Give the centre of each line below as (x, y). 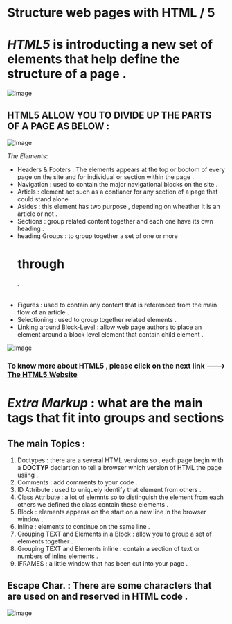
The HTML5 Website (42, 375)
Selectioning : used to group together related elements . (97, 320)
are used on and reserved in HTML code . (98, 596)
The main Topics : (46, 443)
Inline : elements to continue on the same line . (83, 527)
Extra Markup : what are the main (105, 403)
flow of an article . (43, 312)
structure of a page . (67, 74)
